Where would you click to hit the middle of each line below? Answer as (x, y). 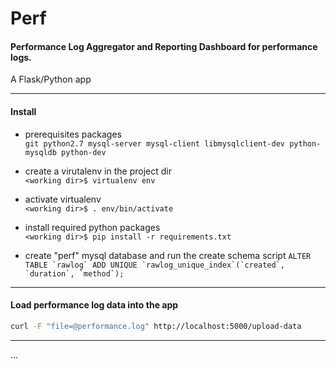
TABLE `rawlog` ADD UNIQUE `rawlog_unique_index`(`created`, (155, 265)
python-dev (84, 152)
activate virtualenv (63, 199)
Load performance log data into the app (94, 305)
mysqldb (40, 152)
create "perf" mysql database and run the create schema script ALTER (168, 255)
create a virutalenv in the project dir (98, 171)
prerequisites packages (73, 134)
